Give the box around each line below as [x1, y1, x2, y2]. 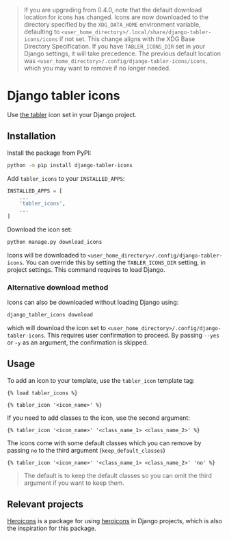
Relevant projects [7, 499, 84, 510]
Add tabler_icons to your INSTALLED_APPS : [7, 174, 125, 182]
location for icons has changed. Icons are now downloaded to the [23, 13, 208, 21]
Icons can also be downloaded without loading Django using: [7, 298, 179, 307]
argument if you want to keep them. [23, 479, 124, 487]
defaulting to [23, 27, 60, 36]
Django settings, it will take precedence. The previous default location [23, 49, 221, 58]
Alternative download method [7, 282, 109, 292]
